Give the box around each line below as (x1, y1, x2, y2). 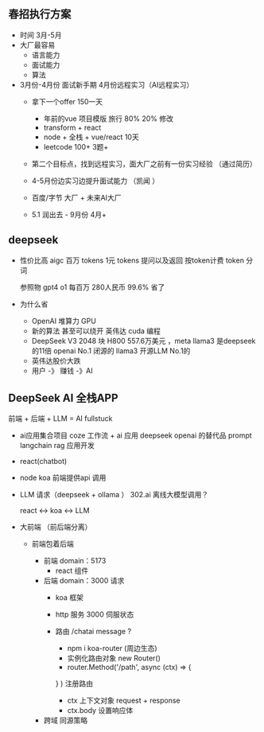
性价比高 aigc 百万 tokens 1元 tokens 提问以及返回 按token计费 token (19, 255, 245, 265)
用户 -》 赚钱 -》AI (31, 365, 93, 376)
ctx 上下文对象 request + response (67, 695, 181, 706)
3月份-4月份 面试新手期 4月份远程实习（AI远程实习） (19, 80, 194, 89)
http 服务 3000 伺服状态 (55, 609, 134, 619)
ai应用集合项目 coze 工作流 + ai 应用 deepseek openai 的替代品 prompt (19, 430, 252, 440)
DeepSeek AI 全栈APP (8, 391, 118, 405)
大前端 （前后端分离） (19, 522, 92, 531)
